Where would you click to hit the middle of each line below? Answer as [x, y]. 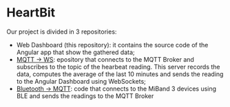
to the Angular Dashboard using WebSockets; [81, 81]
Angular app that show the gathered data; [75, 52]
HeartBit [31, 13]
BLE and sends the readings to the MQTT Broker [85, 96]
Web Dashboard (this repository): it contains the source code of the [112, 45]
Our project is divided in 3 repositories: [62, 32]
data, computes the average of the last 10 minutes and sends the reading [120, 74]
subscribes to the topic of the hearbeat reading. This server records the [118, 67]
